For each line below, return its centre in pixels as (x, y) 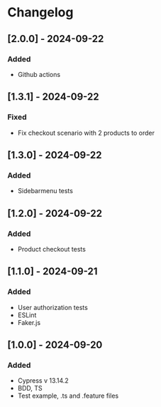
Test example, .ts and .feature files (68, 396)
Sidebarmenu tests (45, 191)
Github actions (39, 74)
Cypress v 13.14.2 (43, 381)
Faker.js (29, 322)
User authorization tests (53, 307)
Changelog (40, 12)
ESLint (27, 315)
